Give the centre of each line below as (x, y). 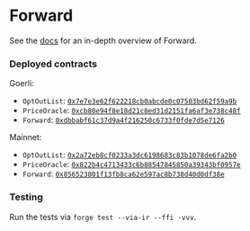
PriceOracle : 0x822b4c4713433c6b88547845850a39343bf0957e (131, 164)
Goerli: (22, 84)
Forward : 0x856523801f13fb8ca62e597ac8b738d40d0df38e (123, 174)
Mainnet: (26, 138)
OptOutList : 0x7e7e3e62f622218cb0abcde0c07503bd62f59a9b (129, 101)
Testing (26, 197)
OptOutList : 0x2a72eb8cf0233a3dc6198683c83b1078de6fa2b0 (129, 155)
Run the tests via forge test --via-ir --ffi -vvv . (103, 217)
